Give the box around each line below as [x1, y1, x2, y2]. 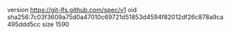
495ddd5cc [7, 20, 41, 28]
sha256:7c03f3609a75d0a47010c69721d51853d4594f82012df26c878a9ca [7, 13, 224, 21]
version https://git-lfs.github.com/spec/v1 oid [7, 6, 137, 14]
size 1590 [41, 20, 70, 28]
